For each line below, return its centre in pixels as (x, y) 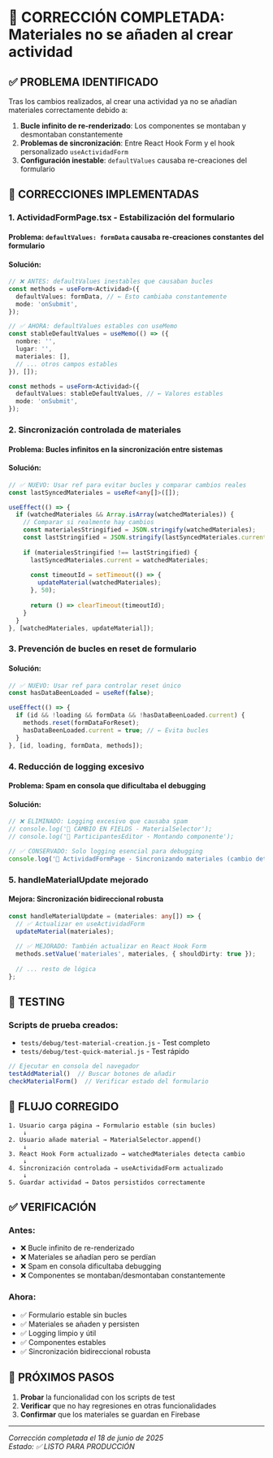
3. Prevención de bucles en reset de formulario (102, 649)
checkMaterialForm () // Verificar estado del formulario (108, 1082)
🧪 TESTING (37, 1002)
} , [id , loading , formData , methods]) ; (76, 745)
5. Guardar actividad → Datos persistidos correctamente (107, 1182)
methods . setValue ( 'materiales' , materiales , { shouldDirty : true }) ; (136, 954)
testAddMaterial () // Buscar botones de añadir (92, 1074)
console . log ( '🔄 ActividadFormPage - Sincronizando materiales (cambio (130, 859)
